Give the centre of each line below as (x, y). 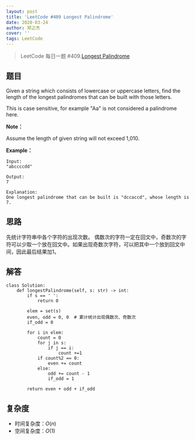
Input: (14, 161)
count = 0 (49, 338)
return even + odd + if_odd (61, 389)
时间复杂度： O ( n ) (35, 424)
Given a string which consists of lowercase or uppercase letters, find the (93, 91)
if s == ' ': (43, 296)
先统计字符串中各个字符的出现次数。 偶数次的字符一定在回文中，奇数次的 (94, 237)
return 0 (48, 301)
